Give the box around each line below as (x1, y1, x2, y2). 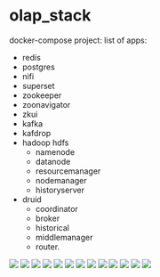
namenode (35, 146, 76, 157)
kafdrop (21, 127, 52, 138)
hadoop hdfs (21, 137, 69, 148)
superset (21, 80, 55, 91)
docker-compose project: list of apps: (9, 35, 148, 45)
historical (35, 222, 69, 232)
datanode (35, 156, 71, 167)
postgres (21, 61, 55, 72)
